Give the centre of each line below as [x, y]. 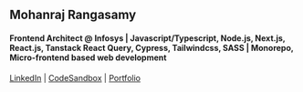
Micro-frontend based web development [88, 57]
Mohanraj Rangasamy [73, 15]
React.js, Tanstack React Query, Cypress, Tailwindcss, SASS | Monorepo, [151, 47]
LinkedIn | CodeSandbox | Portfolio [75, 77]
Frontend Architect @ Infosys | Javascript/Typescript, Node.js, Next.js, [147, 38]
